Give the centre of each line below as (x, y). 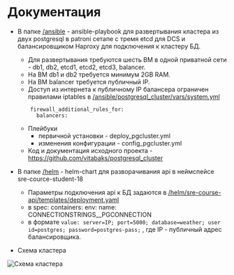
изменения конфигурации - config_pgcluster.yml (110, 143)
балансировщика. (54, 237)
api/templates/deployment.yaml (73, 200)
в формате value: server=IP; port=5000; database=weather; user (124, 222)
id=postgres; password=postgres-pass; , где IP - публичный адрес (125, 229)
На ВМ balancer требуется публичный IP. (89, 81)
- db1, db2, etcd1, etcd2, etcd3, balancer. (87, 67)
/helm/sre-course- (195, 192)
